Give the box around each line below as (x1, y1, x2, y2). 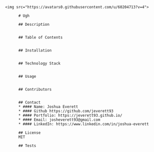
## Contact (18, 100, 41, 105)
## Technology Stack (18, 61, 61, 66)
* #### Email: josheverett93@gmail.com (18, 117, 100, 122)
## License (18, 130, 41, 135)
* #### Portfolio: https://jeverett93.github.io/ (18, 113, 122, 118)
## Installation (18, 48, 52, 53)
